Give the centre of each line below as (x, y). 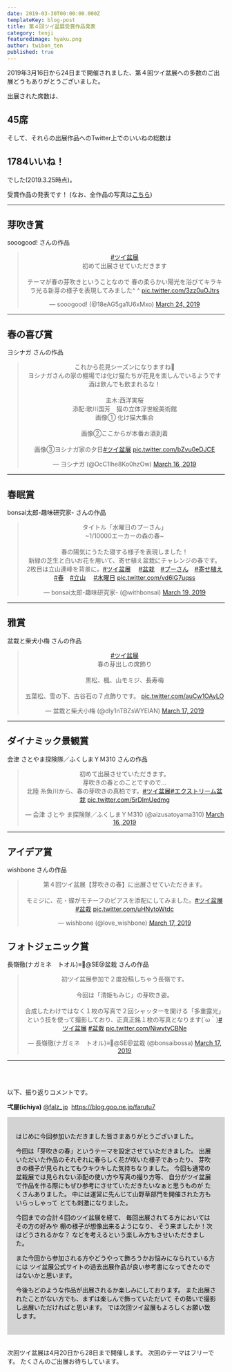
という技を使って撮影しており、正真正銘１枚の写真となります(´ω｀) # (125, 1019)
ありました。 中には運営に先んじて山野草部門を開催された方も (122, 1194)
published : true (30, 53)
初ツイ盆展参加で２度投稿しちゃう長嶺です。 (125, 979)
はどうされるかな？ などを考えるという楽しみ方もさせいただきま (107, 1235)
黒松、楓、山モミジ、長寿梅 (125, 680)
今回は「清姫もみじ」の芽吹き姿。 (124, 995)
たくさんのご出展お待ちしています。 (71, 1362)
